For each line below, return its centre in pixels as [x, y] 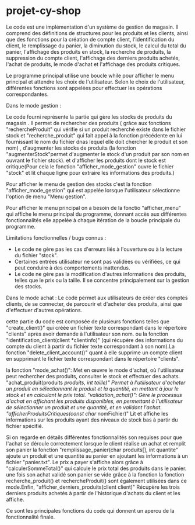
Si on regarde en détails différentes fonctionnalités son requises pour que [94, 437]
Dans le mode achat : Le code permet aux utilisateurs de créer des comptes [97, 298]
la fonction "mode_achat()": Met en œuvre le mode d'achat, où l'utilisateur [95, 370]
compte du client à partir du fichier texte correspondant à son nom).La [91, 346]
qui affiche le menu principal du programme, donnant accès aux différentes [97, 214]
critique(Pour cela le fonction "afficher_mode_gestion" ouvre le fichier [90, 166]
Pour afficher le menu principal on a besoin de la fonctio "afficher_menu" [94, 208]
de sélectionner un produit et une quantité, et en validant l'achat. [84, 407]
